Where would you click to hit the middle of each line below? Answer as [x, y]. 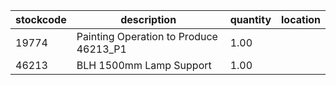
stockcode [41, 19]
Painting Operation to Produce [147, 36]
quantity [250, 19]
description [148, 19]
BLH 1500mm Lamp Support [144, 65]
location [301, 19]
